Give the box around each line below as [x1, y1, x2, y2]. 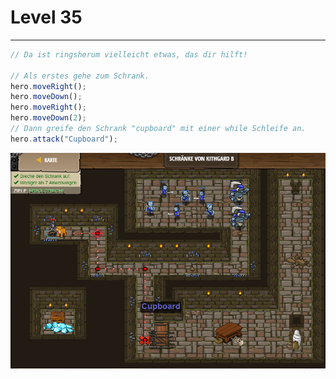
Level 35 [10, 6, 83, 29]
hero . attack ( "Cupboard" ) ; [10, 134, 118, 144]
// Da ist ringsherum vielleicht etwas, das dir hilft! [10, 49, 248, 60]
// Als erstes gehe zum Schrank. [10, 71, 150, 81]
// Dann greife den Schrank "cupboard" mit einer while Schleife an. [10, 124, 307, 134]
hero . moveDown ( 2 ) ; [10, 113, 87, 123]
